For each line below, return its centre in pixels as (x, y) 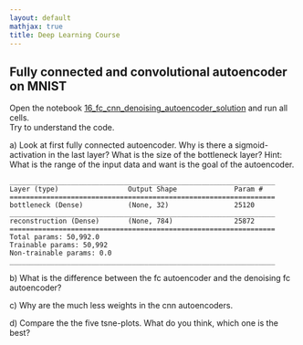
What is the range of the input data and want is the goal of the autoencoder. (152, 164)
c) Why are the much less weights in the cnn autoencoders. (121, 306)
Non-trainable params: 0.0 (61, 253)
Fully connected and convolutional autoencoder (148, 72)
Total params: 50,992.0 (55, 237)
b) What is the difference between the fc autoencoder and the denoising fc (150, 278)
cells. (20, 118)
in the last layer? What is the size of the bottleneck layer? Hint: (166, 155)
